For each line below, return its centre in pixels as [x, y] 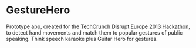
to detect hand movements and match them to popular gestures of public [94, 32]
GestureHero [38, 10]
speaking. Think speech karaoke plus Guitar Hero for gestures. [82, 39]
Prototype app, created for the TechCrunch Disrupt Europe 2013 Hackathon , [98, 26]
